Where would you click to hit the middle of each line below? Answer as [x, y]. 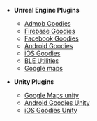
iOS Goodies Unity [51, 110]
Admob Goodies [47, 23]
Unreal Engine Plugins [46, 10]
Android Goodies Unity [57, 103]
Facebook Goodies [51, 38]
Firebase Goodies [50, 31]
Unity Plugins [34, 82]
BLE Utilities [42, 61]
